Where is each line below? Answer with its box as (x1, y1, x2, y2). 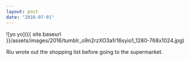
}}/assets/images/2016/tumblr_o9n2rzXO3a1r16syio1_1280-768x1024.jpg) (6, 37, 185, 44)
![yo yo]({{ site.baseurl (6, 30, 61, 37)
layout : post (6, 8, 39, 15)
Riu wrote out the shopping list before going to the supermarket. (6, 48, 163, 55)
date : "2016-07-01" (6, 14, 55, 20)
